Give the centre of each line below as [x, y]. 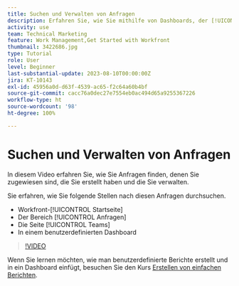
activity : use [28, 27]
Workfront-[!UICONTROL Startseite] [70, 209]
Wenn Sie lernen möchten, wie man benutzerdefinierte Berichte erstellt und [118, 260]
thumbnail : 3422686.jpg [43, 47]
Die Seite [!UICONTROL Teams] [64, 224]
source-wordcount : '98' [43, 107]
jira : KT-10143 [30, 80]
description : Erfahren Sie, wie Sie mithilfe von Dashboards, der [108, 21]
